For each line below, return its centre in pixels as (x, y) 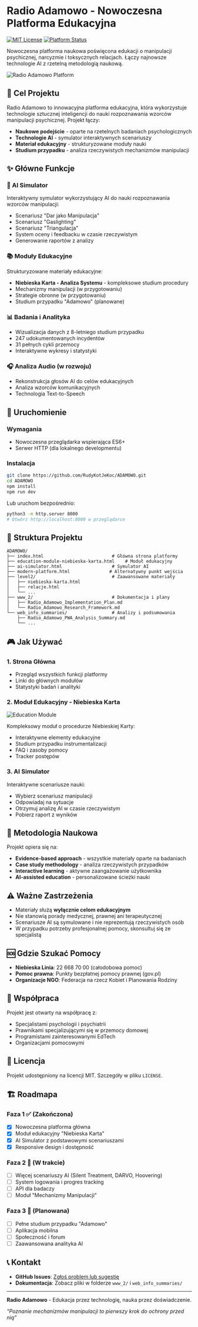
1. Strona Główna (31, 661)
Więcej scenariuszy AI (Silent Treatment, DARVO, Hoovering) (89, 1175)
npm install (21, 487)
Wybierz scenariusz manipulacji (54, 796)
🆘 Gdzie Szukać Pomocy (54, 953)
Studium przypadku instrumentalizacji (61, 744)
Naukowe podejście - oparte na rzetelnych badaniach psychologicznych (103, 131)
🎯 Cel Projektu (33, 93)
